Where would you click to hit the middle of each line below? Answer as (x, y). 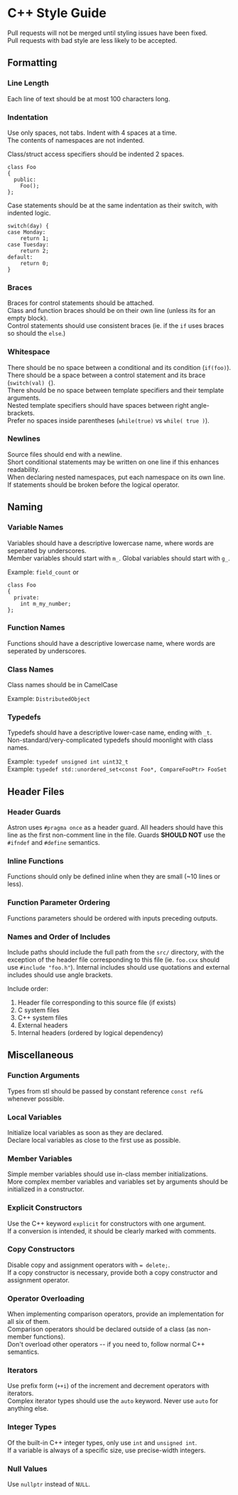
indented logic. (29, 212)
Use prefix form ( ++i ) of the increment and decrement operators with (108, 1386)
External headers (43, 1025)
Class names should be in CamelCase (63, 685)
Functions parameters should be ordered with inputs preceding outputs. (113, 918)
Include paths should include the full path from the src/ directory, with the (116, 952)
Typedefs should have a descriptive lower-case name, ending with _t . (109, 733)
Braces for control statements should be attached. (81, 303)
